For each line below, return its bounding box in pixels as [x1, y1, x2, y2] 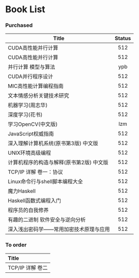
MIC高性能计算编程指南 [8, 82, 64, 90]
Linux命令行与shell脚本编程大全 [8, 178, 83, 185]
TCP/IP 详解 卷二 [8, 264, 48, 271]
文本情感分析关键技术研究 [8, 92, 70, 99]
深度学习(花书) [8, 111, 43, 118]
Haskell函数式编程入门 [8, 197, 61, 204]
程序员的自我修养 [8, 207, 49, 214]
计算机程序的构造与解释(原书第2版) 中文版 [8, 159, 108, 166]
